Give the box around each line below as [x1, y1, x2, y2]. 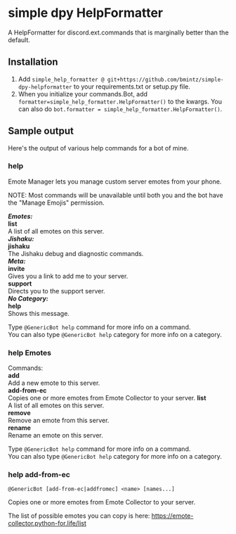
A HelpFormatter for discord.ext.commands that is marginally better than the [8, 28, 229, 37]
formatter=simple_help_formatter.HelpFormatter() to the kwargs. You [18, 97, 223, 106]
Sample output [8, 125, 74, 137]
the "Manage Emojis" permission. [8, 198, 105, 207]
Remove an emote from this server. [8, 417, 110, 425]
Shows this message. [8, 309, 70, 317]
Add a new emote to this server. [8, 379, 100, 388]
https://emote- [151, 511, 194, 520]
